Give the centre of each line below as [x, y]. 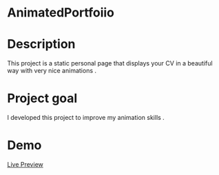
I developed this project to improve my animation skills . [86, 118]
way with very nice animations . [52, 71]
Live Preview [25, 164]
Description [41, 44]
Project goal [42, 99]
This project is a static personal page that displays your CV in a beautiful [110, 63]
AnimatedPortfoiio [61, 13]
